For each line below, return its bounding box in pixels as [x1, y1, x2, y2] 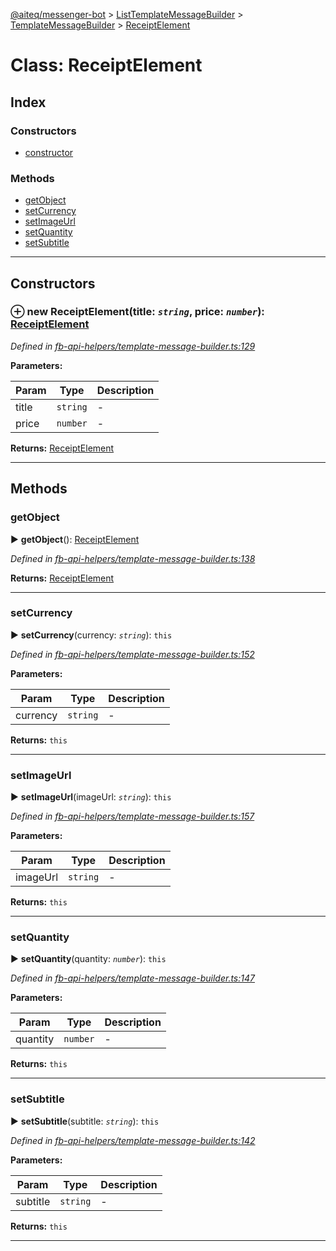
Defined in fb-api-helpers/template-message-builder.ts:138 [10, 552, 256, 564]
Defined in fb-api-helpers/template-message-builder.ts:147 [10, 972, 255, 984]
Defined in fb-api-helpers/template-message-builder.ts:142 [10, 1134, 256, 1146]
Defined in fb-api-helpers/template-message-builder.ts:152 [10, 648, 255, 660]
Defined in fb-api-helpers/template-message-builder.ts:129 [10, 340, 256, 352]
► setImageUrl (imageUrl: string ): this [10, 791, 172, 803]
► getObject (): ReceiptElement [10, 533, 140, 545]
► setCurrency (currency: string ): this [10, 629, 173, 641]
